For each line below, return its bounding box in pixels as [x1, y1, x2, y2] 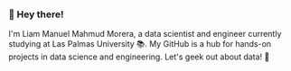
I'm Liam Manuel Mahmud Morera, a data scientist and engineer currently [8, 29, 282, 40]
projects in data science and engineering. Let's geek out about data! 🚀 [8, 51, 270, 62]
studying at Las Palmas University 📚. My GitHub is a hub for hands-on [8, 39, 272, 49]
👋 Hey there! [8, 8, 64, 21]
